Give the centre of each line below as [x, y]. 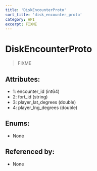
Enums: [17, 124]
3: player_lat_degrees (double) [44, 102]
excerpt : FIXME [21, 24]
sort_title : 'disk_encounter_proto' [44, 15]
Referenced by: [30, 152]
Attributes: [23, 79]
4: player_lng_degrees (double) [45, 108]
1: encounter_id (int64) [36, 91]
